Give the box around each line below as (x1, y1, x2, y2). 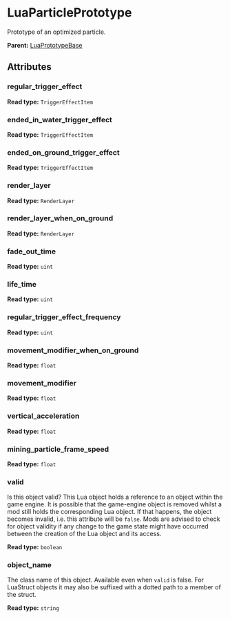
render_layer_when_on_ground (7, 213, 114, 223)
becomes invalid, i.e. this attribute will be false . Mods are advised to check (7, 515, 220, 523)
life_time (7, 280, 36, 289)
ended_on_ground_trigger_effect (7, 147, 120, 157)
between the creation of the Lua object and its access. (7, 530, 162, 538)
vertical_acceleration (7, 411, 80, 421)
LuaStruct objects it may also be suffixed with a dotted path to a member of (7, 583, 222, 591)
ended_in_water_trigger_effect (7, 115, 112, 124)
